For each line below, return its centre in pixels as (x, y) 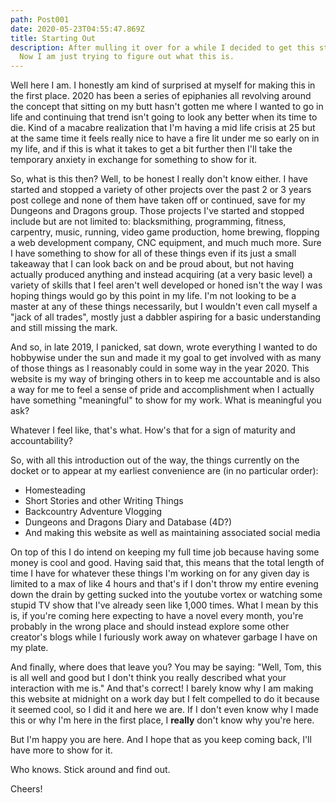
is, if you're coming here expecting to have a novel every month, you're (157, 616)
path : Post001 (40, 19)
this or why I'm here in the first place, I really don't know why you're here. (162, 720)
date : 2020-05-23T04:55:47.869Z (77, 29)
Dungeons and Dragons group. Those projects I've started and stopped (157, 211)
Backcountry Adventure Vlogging (93, 512)
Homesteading (55, 490)
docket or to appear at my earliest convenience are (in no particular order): (164, 471)
